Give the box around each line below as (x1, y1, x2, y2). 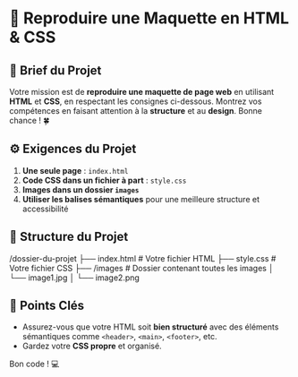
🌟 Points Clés (9, 298, 85, 313)
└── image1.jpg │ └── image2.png (9, 272, 140, 283)
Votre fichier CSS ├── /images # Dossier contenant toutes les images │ (9, 262, 275, 273)
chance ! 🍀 (9, 116, 50, 125)
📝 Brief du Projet (9, 63, 102, 78)
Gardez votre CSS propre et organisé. (21, 340, 163, 352)
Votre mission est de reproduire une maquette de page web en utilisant (9, 87, 275, 97)
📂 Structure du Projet (9, 229, 129, 244)
